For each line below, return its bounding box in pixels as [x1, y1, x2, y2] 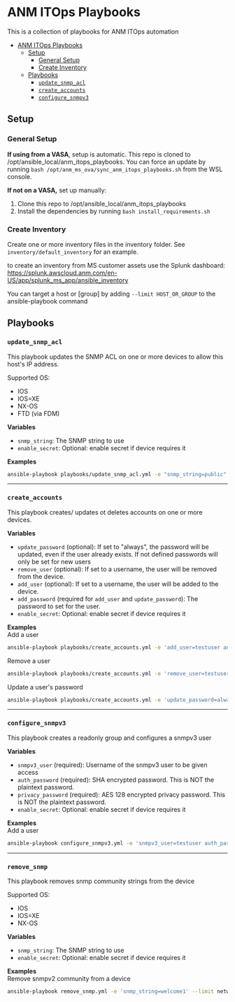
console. [7, 172, 33, 180]
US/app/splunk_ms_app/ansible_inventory [7, 275, 129, 284]
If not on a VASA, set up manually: [7, 186, 107, 194]
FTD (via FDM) [17, 409, 60, 417]
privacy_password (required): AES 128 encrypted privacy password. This [17, 790, 226, 799]
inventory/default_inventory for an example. [7, 248, 138, 256]
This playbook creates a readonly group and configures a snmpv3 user [7, 733, 212, 742]
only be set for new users [17, 557, 91, 566]
